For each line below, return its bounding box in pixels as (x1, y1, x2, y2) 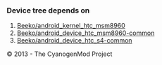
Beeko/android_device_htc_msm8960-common (16, 29, 155, 37)
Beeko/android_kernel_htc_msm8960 (16, 22, 126, 30)
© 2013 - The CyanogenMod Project (6, 50, 113, 58)
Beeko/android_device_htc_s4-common (16, 36, 132, 45)
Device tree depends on (6, 6, 90, 15)
